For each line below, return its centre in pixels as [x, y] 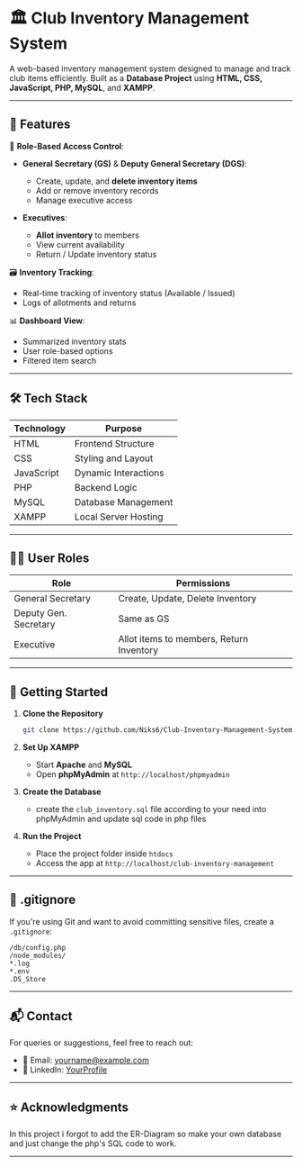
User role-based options [68, 351]
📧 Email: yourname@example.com [86, 1060]
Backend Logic [106, 487]
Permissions [203, 583]
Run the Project [52, 836]
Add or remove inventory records [97, 190]
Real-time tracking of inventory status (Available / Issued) [129, 293]
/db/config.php [38, 947]
